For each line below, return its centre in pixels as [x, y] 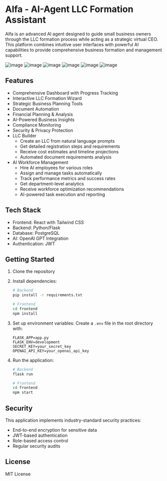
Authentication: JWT [34, 244]
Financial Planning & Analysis [43, 114]
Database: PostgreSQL [36, 233]
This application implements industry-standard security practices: [73, 420]
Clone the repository [34, 271]
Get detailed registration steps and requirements [70, 146]
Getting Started [30, 259]
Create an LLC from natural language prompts [67, 141]
